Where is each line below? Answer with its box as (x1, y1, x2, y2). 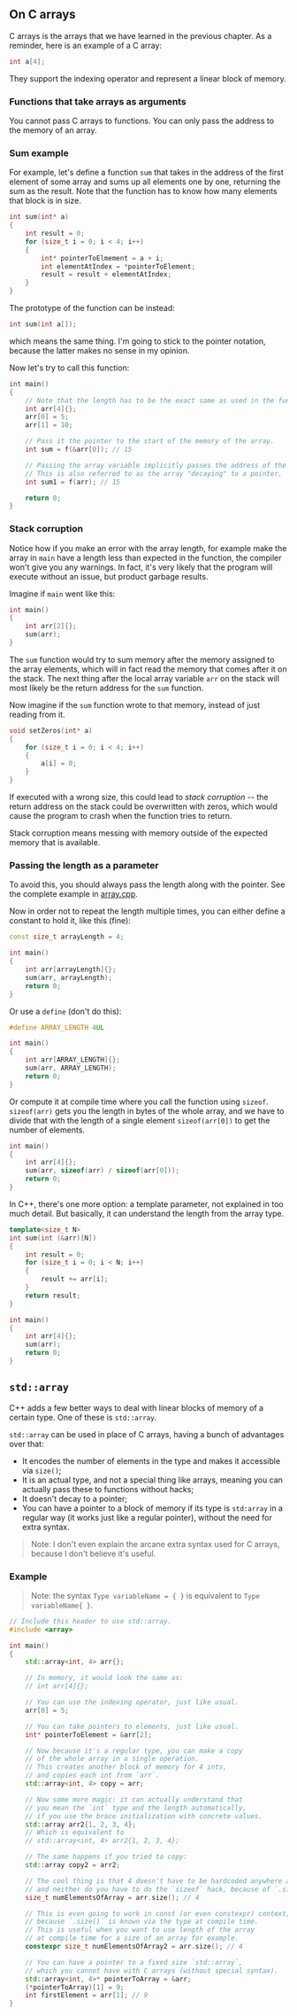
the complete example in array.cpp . (9, 889, 139, 899)
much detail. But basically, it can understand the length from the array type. (9, 1208, 285, 1218)
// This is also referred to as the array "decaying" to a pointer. (25, 469, 283, 478)
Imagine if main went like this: (9, 588, 116, 599)
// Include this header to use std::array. (9, 1616, 172, 1625)
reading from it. (9, 709, 65, 720)
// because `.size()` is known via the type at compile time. (25, 1918, 259, 1926)
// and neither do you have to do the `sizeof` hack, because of (25, 1885, 271, 1894)
